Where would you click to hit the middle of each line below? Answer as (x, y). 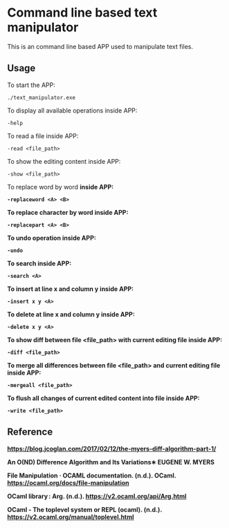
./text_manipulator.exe (42, 97)
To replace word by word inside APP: (61, 187)
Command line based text (82, 13)
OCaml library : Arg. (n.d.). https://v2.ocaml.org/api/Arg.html (97, 496)
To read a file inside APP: (43, 135)
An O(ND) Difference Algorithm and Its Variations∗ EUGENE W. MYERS (111, 462)
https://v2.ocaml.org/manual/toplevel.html (71, 517)
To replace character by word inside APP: (68, 212)
